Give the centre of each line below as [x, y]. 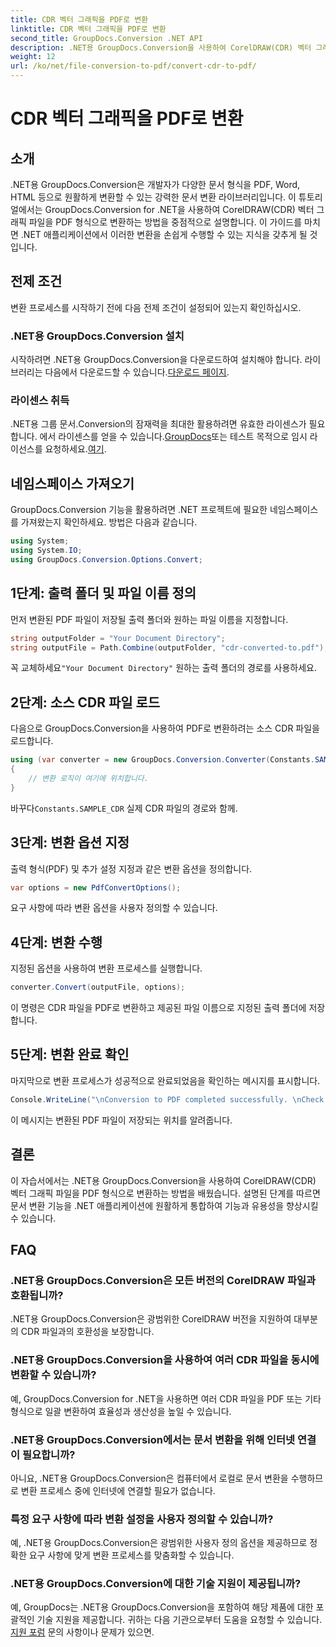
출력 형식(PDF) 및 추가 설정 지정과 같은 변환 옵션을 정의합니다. [131, 868]
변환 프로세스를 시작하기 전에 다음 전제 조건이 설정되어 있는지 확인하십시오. [156, 307]
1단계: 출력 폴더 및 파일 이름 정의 [103, 593]
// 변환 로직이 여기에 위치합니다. [88, 778]
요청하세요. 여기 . [75, 449]
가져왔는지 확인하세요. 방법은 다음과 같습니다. [109, 522]
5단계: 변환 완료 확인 [70, 1054]
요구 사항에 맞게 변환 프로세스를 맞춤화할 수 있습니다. [131, 1555]
